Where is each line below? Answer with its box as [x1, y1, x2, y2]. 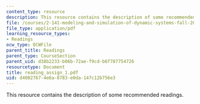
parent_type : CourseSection [6, 53, 76, 59]
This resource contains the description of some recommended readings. [6, 92, 184, 99]
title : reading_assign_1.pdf [6, 70, 79, 75]
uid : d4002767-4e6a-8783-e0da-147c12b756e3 [6, 75, 116, 81]
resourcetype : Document [6, 64, 65, 70]
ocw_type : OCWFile [6, 42, 52, 48]
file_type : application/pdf [6, 25, 76, 31]
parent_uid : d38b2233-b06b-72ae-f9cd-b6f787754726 [6, 58, 135, 64]
